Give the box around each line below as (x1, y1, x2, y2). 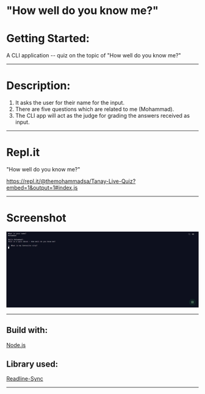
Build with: (6, 325, 48, 335)
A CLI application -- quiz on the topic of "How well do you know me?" (6, 52, 181, 59)
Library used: (6, 359, 59, 369)
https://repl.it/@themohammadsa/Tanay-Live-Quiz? (6, 177, 136, 185)
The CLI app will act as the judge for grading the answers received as (15, 112, 190, 120)
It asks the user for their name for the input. (15, 99, 125, 107)
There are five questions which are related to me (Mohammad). (15, 106, 174, 113)
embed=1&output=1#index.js (6, 184, 78, 191)
